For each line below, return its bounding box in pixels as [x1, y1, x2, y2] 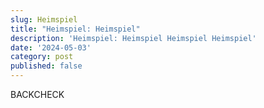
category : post [10, 52, 74, 62]
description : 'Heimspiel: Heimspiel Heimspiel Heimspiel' [10, 33, 257, 43]
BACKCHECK [10, 89, 65, 100]
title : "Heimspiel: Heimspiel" [10, 24, 141, 34]
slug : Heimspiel [10, 14, 78, 25]
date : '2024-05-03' [10, 42, 92, 53]
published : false [10, 61, 83, 71]
